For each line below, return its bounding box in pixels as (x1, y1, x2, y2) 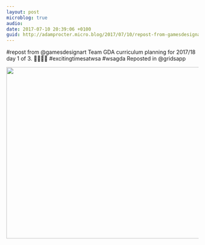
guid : (6, 32, 20, 38)
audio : (6, 20, 23, 26)
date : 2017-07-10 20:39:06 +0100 (6, 26, 92, 32)
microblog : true (6, 15, 48, 21)
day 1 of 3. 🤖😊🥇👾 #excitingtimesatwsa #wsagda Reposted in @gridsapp (6, 55, 186, 62)
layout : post (6, 9, 40, 15)
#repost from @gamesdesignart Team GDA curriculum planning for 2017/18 (6, 48, 196, 56)
